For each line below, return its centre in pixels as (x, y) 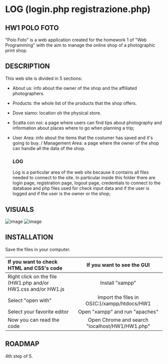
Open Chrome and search (118, 320)
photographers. (28, 93)
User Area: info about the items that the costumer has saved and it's (83, 138)
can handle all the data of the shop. (49, 148)
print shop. (16, 50)
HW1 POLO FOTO (32, 28)
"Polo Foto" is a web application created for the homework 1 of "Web (76, 40)
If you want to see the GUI (118, 265)
